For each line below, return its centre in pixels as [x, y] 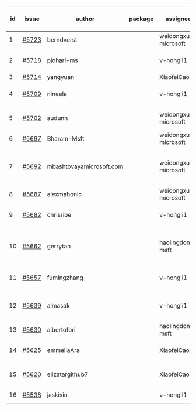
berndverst [62, 40]
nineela [57, 94]
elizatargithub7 [68, 374]
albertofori [61, 329]
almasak [58, 305]
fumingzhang [65, 278]
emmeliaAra [63, 350]
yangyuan [61, 77]
